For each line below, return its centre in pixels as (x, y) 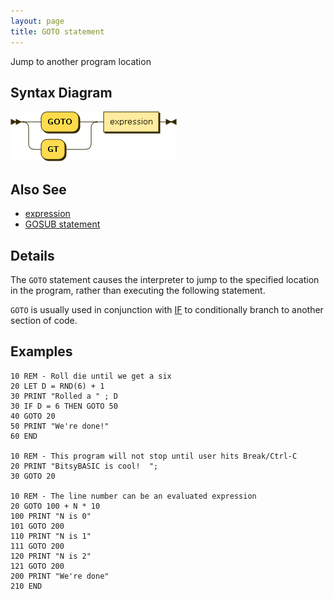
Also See (38, 189)
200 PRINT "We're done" (60, 576)
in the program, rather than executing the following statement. (138, 290)
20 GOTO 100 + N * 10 (55, 506)
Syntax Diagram (61, 92)
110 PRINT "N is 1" (51, 536)
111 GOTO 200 (37, 546)
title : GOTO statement (57, 31)
